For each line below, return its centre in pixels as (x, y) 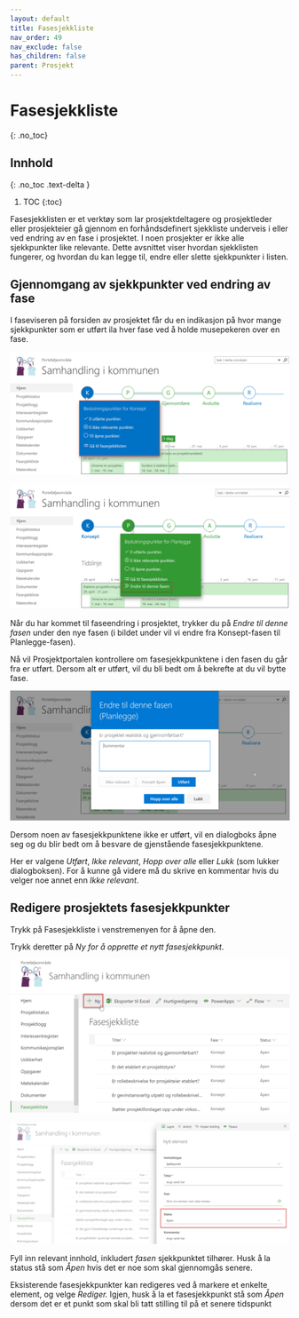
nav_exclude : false (46, 47)
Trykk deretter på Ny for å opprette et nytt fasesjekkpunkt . (117, 947)
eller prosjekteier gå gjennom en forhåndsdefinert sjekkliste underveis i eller (149, 228)
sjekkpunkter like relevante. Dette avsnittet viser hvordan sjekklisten (134, 247)
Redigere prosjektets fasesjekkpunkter (120, 908)
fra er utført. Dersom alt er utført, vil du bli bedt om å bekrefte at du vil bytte (148, 668)
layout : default (40, 19)
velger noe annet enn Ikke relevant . (75, 880)
